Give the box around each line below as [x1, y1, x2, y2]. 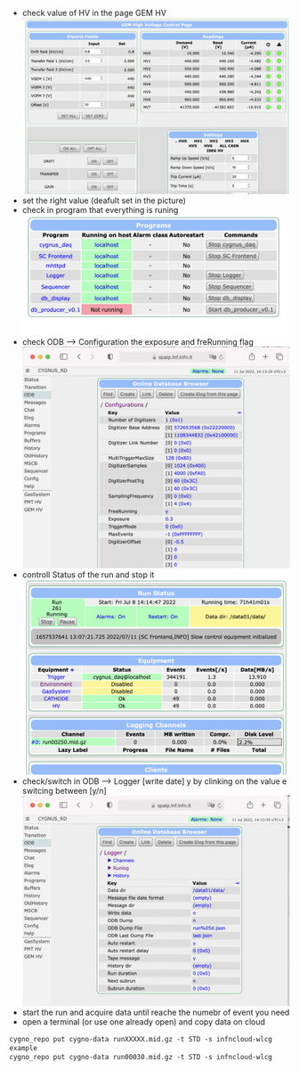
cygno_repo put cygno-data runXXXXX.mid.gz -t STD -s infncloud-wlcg [9, 1035, 273, 1044]
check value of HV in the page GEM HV [21, 8, 167, 18]
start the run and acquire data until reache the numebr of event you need [21, 1007, 290, 1018]
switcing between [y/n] [21, 786, 107, 796]
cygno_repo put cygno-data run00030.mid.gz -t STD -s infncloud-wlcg [9, 1053, 273, 1062]
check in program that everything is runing [21, 204, 179, 215]
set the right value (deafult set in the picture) [21, 195, 187, 206]
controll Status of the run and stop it [21, 569, 155, 580]
